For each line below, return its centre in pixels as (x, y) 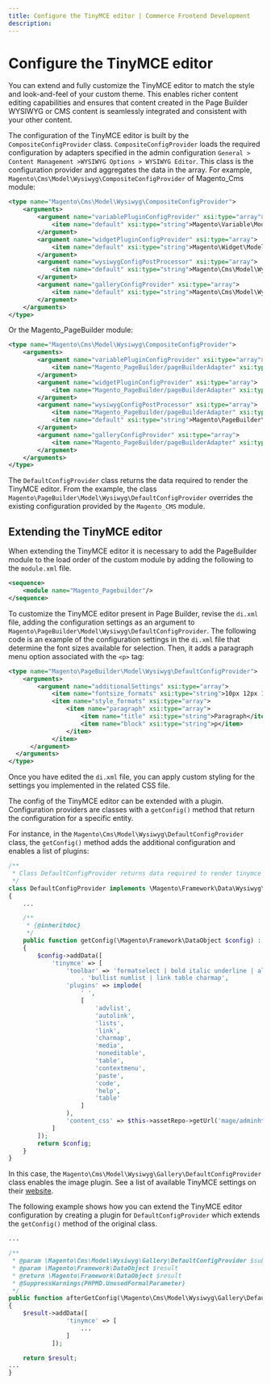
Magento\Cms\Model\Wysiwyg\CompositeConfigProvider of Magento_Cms (126, 179)
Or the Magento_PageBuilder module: (71, 330)
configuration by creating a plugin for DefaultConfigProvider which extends (134, 1215)
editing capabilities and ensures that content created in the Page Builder (128, 103)
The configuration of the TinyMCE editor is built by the (99, 136)
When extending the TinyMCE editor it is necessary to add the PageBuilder (133, 551)
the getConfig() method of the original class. (83, 1224)
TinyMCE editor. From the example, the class (83, 489)
